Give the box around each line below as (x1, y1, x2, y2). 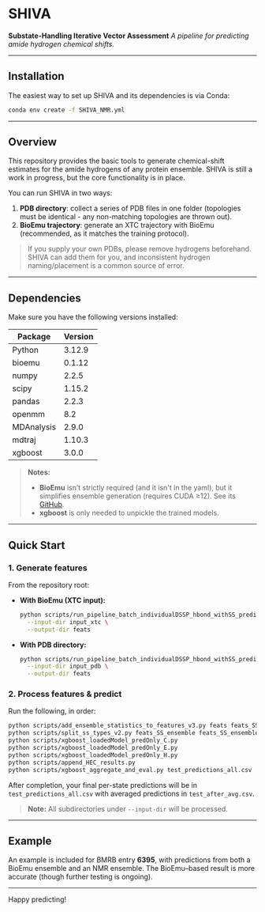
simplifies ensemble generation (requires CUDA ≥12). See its (39, 491, 237, 501)
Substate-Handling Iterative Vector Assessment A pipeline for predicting (8, 31, 250, 40)
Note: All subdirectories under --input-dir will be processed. (27, 804, 229, 813)
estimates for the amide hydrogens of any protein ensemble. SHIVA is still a (8, 165, 253, 174)
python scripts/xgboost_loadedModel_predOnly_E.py (8, 744, 178, 752)
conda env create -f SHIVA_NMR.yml (8, 106, 125, 114)
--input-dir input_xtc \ (27, 618, 109, 626)
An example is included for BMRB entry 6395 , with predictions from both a (8, 855, 251, 865)
